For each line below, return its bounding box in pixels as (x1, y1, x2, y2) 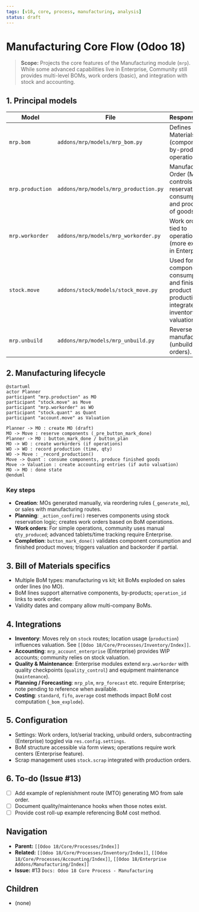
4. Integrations (6, 619, 62, 629)
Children (6, 884, 38, 894)
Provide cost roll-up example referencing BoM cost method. (14, 809, 161, 816)
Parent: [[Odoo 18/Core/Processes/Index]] (14, 842, 120, 850)
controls (169, 178, 192, 186)
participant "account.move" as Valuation (6, 415, 110, 421)
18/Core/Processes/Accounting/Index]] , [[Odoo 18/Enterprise (14, 855, 167, 862)
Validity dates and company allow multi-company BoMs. (14, 602, 152, 609)
